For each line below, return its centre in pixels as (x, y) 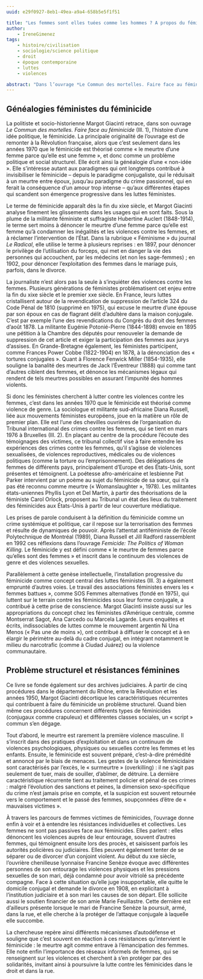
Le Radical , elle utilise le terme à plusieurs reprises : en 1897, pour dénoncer (101, 244)
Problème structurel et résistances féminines (93, 670)
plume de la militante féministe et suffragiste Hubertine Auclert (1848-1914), (101, 219)
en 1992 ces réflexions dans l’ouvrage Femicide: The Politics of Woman (95, 543)
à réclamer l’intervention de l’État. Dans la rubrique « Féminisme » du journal (101, 238)
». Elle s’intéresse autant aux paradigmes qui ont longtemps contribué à (95, 169)
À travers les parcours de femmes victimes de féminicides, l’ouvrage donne (100, 817)
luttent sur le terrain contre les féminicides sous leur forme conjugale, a (95, 600)
